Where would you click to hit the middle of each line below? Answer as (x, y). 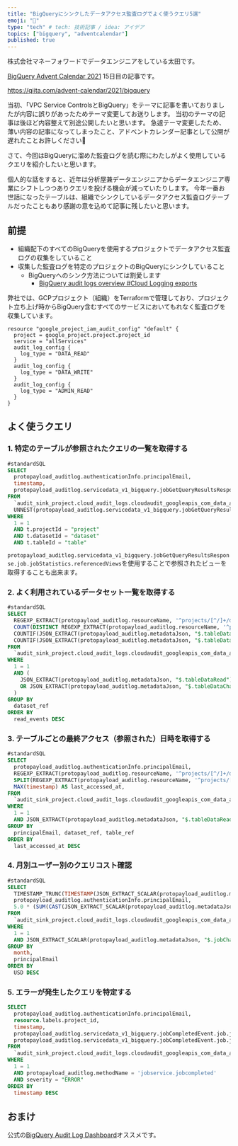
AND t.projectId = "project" (57, 529)
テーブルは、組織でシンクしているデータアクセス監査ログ (128, 197)
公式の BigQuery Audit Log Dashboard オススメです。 (84, 1135)
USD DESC (27, 973)
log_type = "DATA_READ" (55, 354)
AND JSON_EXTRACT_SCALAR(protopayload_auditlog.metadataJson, (107, 940)
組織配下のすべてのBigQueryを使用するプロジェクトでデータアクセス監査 (124, 248)
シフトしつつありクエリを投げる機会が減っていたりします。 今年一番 (119, 188)
